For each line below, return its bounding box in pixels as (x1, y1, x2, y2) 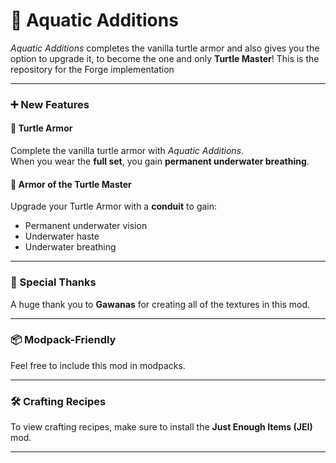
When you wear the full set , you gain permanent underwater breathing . (10, 155, 310, 168)
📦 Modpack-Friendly (10, 333, 117, 347)
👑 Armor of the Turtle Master (10, 178, 132, 190)
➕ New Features (10, 97, 90, 111)
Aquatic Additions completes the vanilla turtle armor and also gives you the (10, 42, 320, 54)
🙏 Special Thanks (10, 275, 97, 289)
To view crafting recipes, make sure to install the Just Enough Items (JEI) (10, 421, 313, 433)
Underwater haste (24, 230, 100, 243)
